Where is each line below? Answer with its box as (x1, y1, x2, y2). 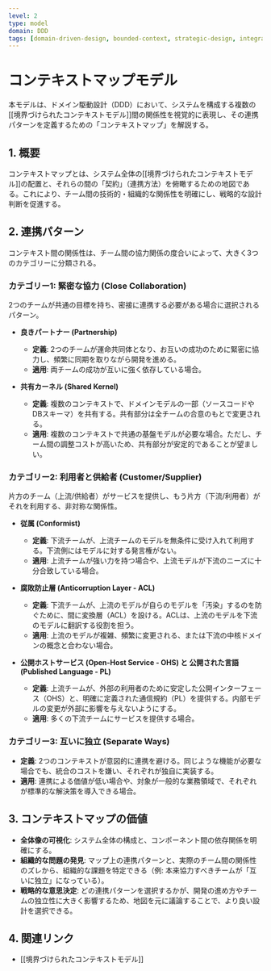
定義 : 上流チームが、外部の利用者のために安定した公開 (31, 684, 213, 693)
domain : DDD (8, 27, 48, 35)
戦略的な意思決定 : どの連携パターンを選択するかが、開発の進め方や (19, 885, 244, 895)
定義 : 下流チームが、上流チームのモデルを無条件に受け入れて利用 (31, 536, 248, 546)
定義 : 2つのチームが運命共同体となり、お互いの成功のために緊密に (31, 345, 252, 354)
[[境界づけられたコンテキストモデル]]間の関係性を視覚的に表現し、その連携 (8, 110, 260, 119)
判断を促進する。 (8, 199, 65, 208)
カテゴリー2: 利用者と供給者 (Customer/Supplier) (8, 471, 202, 483)
